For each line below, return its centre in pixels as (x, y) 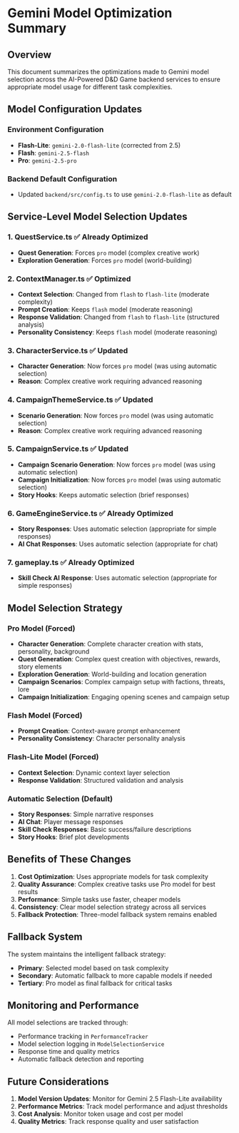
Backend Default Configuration (62, 178)
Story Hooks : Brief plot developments (73, 837)
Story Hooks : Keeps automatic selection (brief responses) (103, 494)
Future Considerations (58, 1081)
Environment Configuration (56, 130)
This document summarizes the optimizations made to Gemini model (108, 72)
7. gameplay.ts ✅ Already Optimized (71, 563)
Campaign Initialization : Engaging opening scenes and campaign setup (123, 697)
